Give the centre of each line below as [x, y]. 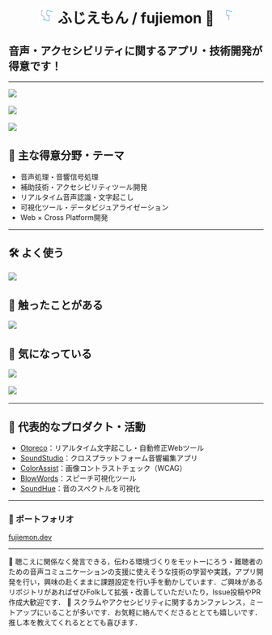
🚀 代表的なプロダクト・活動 [77, 427]
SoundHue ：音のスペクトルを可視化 [80, 489]
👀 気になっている [50, 354]
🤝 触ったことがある [56, 306]
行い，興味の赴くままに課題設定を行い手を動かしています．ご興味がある [143, 582]
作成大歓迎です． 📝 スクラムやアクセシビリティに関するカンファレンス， [129, 603]
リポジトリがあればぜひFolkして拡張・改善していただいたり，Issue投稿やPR [135, 592]
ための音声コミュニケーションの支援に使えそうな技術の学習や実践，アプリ [132, 572]
